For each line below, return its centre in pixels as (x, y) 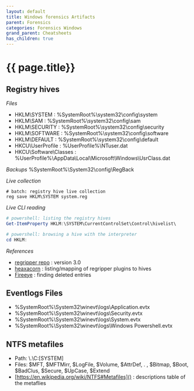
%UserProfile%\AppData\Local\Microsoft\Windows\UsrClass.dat (92, 158)
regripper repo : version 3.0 (48, 262)
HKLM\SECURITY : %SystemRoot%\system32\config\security (89, 127)
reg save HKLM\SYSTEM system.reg (47, 197)
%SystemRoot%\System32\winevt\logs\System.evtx (78, 320)
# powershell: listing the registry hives (58, 218)
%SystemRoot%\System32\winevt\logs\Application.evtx (82, 307)
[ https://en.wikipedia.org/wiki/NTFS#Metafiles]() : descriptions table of (100, 377)
